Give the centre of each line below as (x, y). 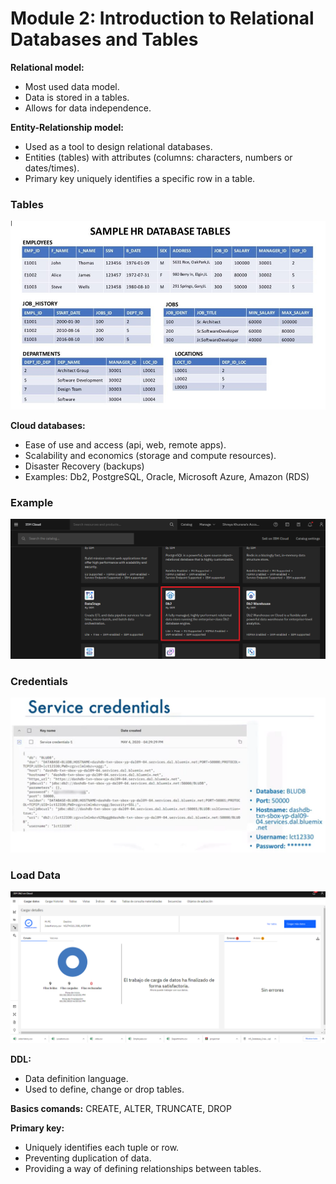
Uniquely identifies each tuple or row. (102, 1148)
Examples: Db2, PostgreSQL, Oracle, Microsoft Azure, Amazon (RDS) (167, 476)
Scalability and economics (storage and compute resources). (150, 455)
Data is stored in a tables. (77, 97)
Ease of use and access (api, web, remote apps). (125, 444)
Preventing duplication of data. (88, 1158)
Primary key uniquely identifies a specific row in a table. (140, 178)
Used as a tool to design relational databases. (118, 146)
